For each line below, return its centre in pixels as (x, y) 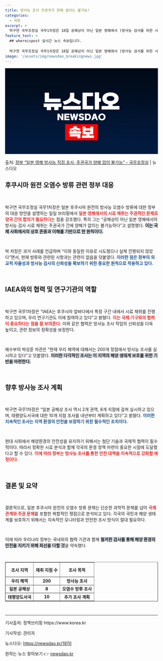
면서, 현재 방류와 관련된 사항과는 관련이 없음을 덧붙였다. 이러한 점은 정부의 (81, 257)
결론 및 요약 (21, 486)
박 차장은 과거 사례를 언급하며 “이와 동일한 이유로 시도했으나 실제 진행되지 (74, 251)
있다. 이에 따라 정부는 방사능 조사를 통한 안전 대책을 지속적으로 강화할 (89, 453)
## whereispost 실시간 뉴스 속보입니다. (46, 41)
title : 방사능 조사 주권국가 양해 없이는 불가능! (48, 10)
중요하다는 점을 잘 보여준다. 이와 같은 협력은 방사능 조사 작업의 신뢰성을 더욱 (81, 323)
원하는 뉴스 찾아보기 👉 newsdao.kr (39, 654)
